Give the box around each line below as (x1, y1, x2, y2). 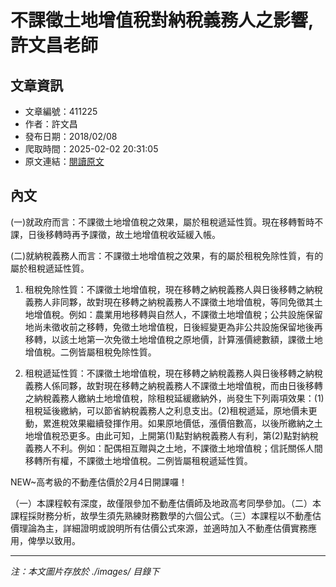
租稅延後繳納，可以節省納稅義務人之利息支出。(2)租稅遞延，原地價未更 (24, 404, 318, 416)
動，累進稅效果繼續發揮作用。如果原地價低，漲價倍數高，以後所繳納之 (24, 417, 315, 429)
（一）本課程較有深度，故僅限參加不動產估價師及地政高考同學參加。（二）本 (10, 497, 322, 509)
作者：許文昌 (24, 118, 78, 130)
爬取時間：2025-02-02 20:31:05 (24, 143, 159, 155)
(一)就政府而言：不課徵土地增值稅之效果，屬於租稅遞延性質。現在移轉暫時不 (10, 216, 324, 228)
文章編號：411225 (24, 106, 98, 117)
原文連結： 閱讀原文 (24, 156, 105, 167)
